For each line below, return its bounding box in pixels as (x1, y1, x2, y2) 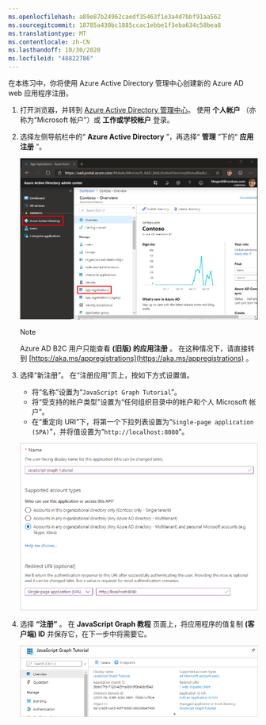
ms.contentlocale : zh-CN (8, 38, 90, 46)
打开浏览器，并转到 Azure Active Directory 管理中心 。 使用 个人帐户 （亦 (19, 105, 256, 114)
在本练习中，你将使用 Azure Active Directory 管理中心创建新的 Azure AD (8, 79, 244, 87)
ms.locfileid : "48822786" (8, 55, 93, 63)
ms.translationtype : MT (8, 29, 87, 37)
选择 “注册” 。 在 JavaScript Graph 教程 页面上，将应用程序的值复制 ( (19, 619, 248, 628)
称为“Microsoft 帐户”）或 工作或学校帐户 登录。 (19, 115, 174, 125)
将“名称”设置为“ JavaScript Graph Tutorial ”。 (31, 387, 182, 397)
